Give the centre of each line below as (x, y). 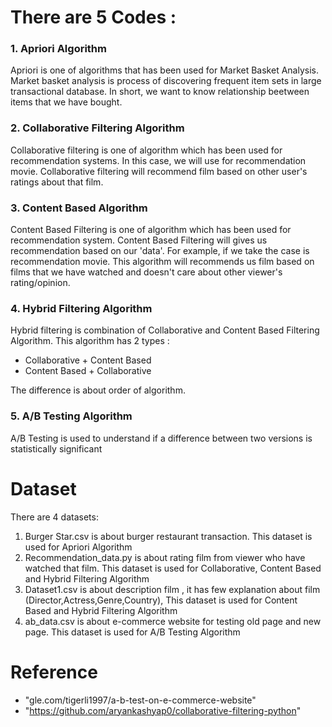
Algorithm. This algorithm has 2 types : (90, 341)
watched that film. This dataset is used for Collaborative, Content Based (173, 568)
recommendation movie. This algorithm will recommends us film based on (162, 262)
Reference (54, 672)
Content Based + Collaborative (88, 371)
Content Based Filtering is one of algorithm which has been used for (151, 230)
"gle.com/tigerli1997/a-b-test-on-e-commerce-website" (140, 700)
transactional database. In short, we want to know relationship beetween (160, 92)
